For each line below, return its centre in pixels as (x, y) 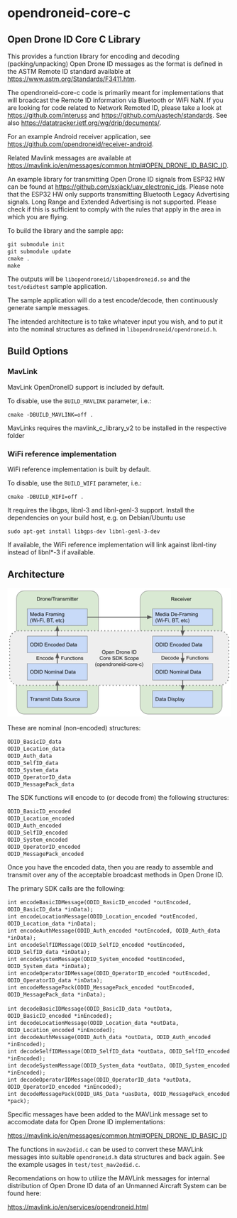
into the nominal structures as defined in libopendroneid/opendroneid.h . (112, 329)
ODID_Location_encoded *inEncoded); (61, 1030)
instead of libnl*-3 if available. (51, 552)
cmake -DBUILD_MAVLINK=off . (50, 415)
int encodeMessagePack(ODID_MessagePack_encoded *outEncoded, (101, 987)
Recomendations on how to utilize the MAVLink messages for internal (109, 1178)
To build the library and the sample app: (66, 231)
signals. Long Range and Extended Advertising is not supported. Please (112, 202)
